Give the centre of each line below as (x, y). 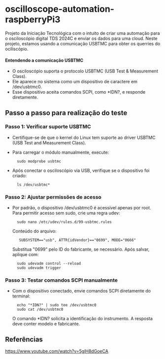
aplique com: (25, 255)
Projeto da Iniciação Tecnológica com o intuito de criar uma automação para (82, 33)
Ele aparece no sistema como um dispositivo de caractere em (75, 82)
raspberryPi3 (33, 19)
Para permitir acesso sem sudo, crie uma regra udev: (66, 213)
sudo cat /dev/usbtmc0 (40, 310)
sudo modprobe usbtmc (39, 161)
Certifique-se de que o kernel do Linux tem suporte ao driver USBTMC (84, 137)
